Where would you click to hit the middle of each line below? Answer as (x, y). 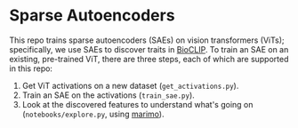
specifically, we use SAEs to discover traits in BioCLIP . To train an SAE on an (149, 49)
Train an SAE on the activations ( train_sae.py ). (109, 95)
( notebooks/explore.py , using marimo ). (93, 114)
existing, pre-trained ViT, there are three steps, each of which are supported (149, 59)
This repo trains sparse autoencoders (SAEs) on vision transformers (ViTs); (147, 40)
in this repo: (31, 68)
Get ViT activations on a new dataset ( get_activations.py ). (130, 85)
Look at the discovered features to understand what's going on (137, 104)
